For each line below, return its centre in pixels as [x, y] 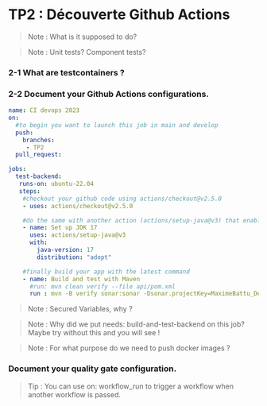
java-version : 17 [65, 250]
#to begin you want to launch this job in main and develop [117, 125]
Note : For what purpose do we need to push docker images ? [129, 348]
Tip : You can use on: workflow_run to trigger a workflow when [131, 386]
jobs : [17, 169]
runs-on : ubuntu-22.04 [56, 184]
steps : [30, 191]
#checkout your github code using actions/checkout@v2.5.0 [122, 199]
